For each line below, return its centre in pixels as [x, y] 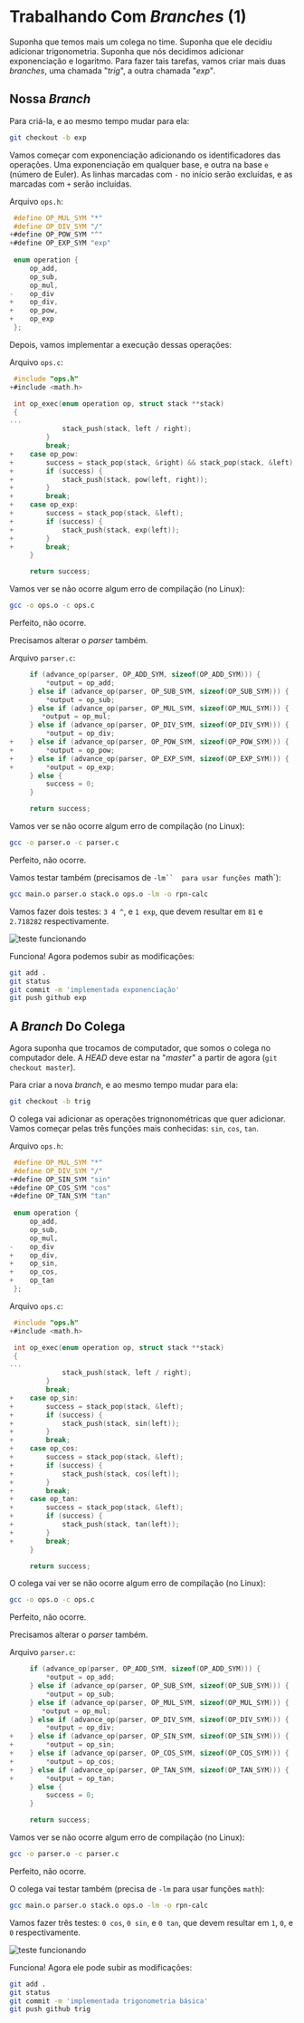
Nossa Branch [50, 99]
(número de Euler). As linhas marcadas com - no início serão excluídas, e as [151, 174]
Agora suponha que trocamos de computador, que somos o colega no [140, 1048]
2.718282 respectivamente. [59, 920]
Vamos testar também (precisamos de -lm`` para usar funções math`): [146, 877]
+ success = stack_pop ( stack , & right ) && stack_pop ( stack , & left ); [153, 462]
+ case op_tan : [44, 1499]
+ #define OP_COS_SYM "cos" [60, 1188]
